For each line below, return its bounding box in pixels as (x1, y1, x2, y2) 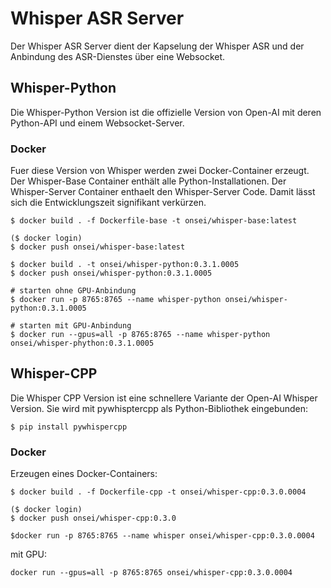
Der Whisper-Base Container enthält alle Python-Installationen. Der (10, 175, 287, 187)
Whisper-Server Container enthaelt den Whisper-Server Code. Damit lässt (10, 186, 316, 198)
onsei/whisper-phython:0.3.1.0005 (10, 338, 155, 349)
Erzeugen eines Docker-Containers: (10, 468, 158, 480)
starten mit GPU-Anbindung (19, 321, 132, 331)
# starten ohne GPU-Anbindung (10, 286, 137, 296)
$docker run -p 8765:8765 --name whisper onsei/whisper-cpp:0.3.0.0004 (10, 531, 315, 541)
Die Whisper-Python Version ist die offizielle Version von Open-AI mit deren (10, 106, 322, 118)
